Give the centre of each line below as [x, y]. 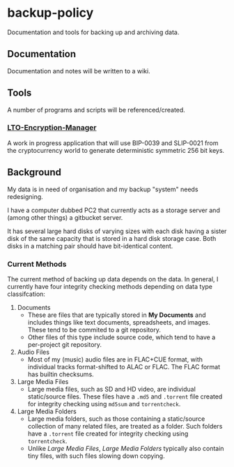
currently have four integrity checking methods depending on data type [110, 286]
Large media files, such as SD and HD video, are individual [112, 389]
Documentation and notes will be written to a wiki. [79, 71]
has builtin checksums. [61, 374]
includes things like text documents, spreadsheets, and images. [119, 322]
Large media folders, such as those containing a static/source [116, 418]
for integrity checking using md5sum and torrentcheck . [104, 403]
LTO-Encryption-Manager [52, 128]
